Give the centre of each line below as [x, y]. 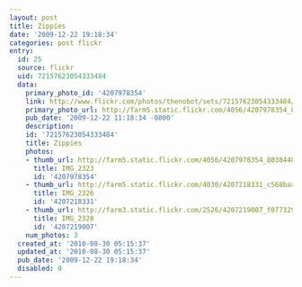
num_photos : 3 [52, 235]
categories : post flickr [56, 43]
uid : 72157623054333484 [62, 76]
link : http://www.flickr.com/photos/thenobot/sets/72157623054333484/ [160, 101]
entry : [22, 51]
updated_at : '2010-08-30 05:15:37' [84, 252]
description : [50, 127]
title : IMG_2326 [63, 193]
